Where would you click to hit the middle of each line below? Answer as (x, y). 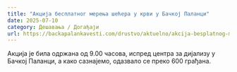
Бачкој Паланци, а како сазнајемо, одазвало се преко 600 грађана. (109, 61)
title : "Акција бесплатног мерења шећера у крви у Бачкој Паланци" (109, 14)
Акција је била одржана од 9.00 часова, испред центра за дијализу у (111, 54)
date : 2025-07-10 (33, 20)
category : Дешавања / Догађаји (53, 27)
